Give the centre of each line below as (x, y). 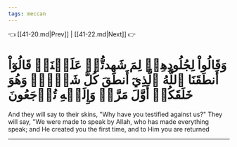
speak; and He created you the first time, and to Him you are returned (109, 129)
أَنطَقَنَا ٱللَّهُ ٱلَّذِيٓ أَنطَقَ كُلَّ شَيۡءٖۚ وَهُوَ (113, 79)
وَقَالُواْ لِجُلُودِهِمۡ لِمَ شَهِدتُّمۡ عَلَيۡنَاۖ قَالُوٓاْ (117, 65)
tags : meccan (27, 14)
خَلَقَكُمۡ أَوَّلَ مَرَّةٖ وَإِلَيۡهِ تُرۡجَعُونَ (101, 94)
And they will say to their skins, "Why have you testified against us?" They (115, 114)
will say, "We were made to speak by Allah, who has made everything (109, 121)
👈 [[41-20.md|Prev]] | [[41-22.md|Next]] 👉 (72, 34)
